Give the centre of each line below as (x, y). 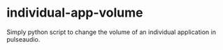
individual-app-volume (75, 13)
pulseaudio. (23, 39)
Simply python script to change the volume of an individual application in (111, 32)
